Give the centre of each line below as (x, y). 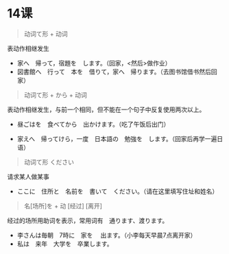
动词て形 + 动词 (46, 34)
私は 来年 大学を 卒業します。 (65, 244)
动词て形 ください (49, 162)
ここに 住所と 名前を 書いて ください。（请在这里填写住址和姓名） (118, 191)
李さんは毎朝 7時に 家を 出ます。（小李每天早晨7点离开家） (107, 235)
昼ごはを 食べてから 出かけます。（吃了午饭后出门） (93, 124)
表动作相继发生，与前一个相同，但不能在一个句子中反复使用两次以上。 (106, 109)
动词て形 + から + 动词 (56, 95)
